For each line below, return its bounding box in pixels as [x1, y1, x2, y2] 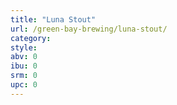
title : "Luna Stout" [10, 14, 97, 25]
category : [10, 33, 52, 43]
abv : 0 [10, 52, 38, 62]
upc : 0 [10, 80, 38, 90]
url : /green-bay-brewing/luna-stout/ [10, 24, 168, 34]
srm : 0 [10, 71, 38, 81]
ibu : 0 [10, 61, 38, 71]
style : [10, 42, 38, 53]
